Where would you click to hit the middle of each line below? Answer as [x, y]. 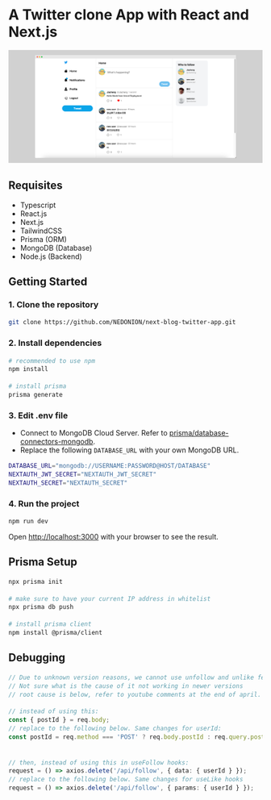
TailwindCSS [41, 231]
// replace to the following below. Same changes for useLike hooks [126, 780]
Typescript [38, 205]
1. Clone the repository [54, 304]
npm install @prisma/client [56, 633]
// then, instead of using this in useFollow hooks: [99, 762]
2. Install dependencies [55, 343]
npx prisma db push [41, 607]
